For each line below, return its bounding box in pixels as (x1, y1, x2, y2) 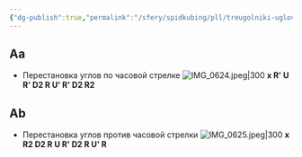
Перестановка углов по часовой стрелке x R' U (22, 70, 289, 81)
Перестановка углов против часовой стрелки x (22, 129, 290, 140)
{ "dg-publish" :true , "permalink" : (9, 13, 135, 22)
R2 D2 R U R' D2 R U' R (22, 139, 107, 150)
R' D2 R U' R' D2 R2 (22, 80, 95, 91)
